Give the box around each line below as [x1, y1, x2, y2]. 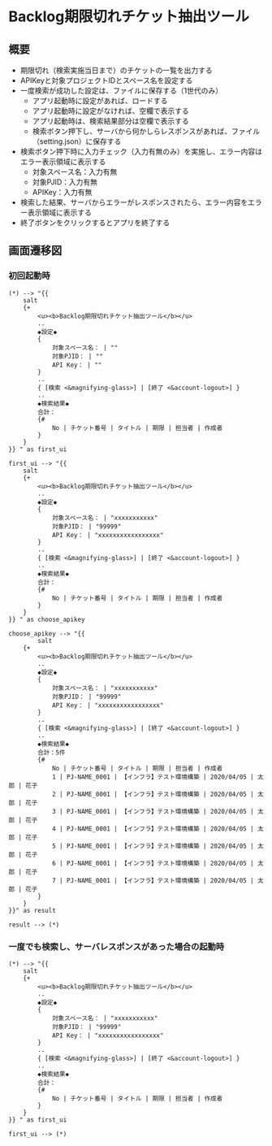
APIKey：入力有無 [32, 188, 93, 197]
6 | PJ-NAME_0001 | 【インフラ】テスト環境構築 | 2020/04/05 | [51, 859, 254, 867]
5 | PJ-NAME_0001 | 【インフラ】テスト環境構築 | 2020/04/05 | [51, 842, 254, 850]
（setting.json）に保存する [32, 137, 122, 146]
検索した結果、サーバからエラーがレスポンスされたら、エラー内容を [19, 198, 248, 207]
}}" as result [8, 906, 57, 914]
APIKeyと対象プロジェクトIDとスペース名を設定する [19, 76, 193, 85]
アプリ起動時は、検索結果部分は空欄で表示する [32, 116, 189, 126]
